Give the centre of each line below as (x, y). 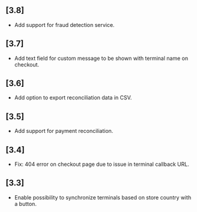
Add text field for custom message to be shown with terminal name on (101, 58)
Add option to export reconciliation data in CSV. (73, 98)
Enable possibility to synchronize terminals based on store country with (103, 197)
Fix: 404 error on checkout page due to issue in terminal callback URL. (102, 164)
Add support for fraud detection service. (64, 25)
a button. (26, 204)
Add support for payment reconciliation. (64, 131)
